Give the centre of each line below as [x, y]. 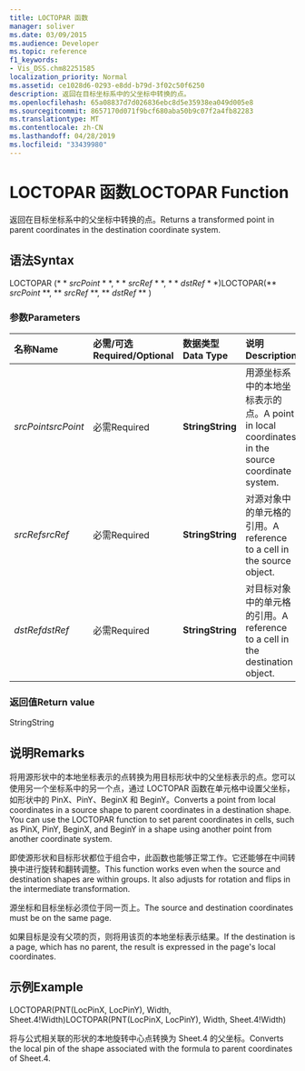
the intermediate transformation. [70, 888]
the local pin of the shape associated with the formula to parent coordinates [151, 1048]
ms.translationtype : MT [54, 119]
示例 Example [46, 987]
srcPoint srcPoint [49, 426]
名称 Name [36, 349]
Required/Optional [133, 355]
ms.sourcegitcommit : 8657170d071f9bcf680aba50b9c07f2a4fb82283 [132, 111]
